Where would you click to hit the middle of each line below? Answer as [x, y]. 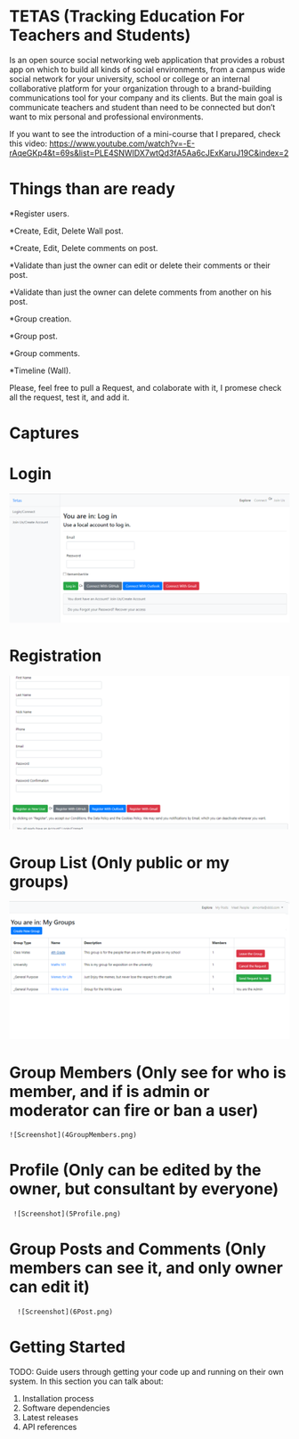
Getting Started [68, 1347]
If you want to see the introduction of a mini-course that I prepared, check [145, 134]
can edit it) [50, 1287]
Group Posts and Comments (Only [138, 1249]
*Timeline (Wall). [40, 370]
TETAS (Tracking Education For [127, 16]
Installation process [58, 1399]
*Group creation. [40, 319]
